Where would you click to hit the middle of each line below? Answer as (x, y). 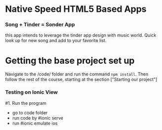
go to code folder (30, 113)
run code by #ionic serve (38, 118)
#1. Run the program (26, 103)
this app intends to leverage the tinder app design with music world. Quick (81, 35)
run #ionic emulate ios (35, 123)
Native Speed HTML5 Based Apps (76, 9)
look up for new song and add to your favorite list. (56, 41)
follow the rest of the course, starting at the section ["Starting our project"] (81, 80)
